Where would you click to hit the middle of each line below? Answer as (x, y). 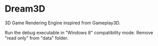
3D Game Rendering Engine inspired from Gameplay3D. (63, 23)
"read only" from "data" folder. (37, 38)
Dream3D (25, 9)
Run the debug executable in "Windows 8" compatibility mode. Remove (79, 32)
